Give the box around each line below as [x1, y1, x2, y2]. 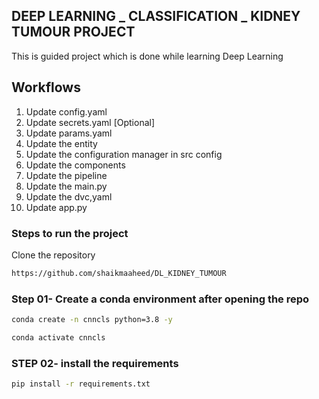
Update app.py [25, 201, 88, 213]
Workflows [11, 79, 81, 96]
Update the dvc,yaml [25, 190, 113, 203]
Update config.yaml [25, 105, 108, 118]
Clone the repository [11, 249, 96, 261]
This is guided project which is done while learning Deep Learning [11, 50, 284, 62]
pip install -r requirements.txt [11, 379, 151, 389]
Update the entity [25, 137, 98, 149]
